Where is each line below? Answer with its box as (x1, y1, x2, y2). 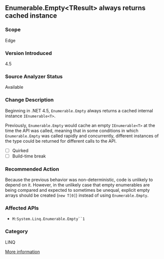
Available (5, 84, 23, 90)
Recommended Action (5, 165, 60, 172)
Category (5, 228, 28, 235)
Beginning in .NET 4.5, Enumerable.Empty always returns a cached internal (5, 107, 153, 113)
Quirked (12, 147, 28, 154)
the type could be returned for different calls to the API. (5, 138, 117, 144)
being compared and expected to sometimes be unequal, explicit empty (5, 187, 150, 193)
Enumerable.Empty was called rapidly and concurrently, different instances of (5, 132, 159, 139)
